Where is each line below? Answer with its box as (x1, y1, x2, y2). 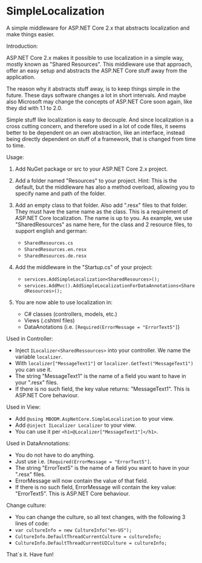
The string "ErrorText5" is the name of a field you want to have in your (15, 464, 190, 471)
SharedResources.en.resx (24, 246, 87, 252)
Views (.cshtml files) (24, 316, 75, 324)
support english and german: (15, 227, 88, 234)
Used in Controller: (6, 334, 53, 342)
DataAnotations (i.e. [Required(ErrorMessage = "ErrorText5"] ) (24, 323, 180, 330)
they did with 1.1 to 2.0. (6, 104, 63, 111)
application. (6, 73, 36, 80)
